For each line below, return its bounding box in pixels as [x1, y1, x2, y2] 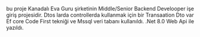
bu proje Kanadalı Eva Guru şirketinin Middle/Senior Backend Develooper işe [6, 5, 195, 12]
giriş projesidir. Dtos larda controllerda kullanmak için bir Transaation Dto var [6, 11, 194, 18]
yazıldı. [6, 24, 24, 31]
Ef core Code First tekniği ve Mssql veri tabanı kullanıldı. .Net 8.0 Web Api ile [6, 18, 195, 24]
